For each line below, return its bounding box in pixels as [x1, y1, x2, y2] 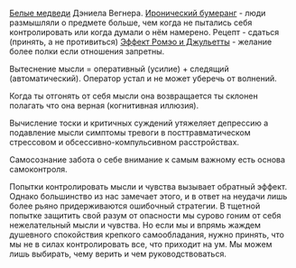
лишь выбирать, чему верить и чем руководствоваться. [9, 248, 227, 259]
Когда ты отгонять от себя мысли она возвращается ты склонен [9, 90, 259, 101]
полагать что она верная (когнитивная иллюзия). [9, 100, 199, 111]
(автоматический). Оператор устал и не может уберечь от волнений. [9, 73, 277, 84]
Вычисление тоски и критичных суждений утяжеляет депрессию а [9, 117, 269, 128]
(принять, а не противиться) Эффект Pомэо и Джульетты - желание [9, 36, 273, 47]
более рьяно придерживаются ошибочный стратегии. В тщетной [9, 200, 261, 211]
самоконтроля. [9, 164, 68, 174]
